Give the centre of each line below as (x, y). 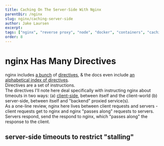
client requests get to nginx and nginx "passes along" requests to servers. (80, 111)
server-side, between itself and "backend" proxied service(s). (67, 100)
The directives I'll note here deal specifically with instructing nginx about (78, 90)
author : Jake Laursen (27, 23)
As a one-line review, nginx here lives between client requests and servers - (82, 106)
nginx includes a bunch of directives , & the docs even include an (70, 74)
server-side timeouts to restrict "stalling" (70, 137)
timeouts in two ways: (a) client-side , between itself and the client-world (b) (81, 96)
